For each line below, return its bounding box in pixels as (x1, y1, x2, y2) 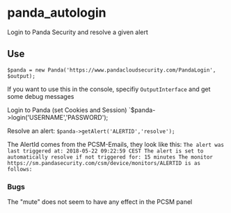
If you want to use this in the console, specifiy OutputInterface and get (7, 85, 211, 93)
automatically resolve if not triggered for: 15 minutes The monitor (7, 153, 214, 161)
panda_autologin (7, 5, 106, 21)
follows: (7, 166, 33, 173)
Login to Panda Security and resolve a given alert (7, 28, 148, 36)
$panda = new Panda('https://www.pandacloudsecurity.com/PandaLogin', (7, 66, 216, 74)
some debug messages (7, 92, 74, 100)
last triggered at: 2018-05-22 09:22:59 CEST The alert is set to (7, 148, 204, 155)
